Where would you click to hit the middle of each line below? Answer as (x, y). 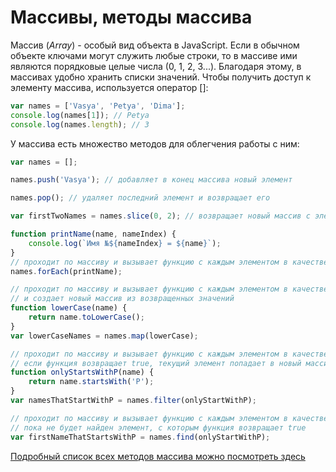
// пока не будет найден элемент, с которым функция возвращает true (158, 427)
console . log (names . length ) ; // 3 (80, 124)
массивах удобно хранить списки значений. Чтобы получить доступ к (161, 77)
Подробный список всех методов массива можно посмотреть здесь (158, 456)
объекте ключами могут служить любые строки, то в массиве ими (154, 55)
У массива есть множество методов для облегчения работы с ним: (155, 143)
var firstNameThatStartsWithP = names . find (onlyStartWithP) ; (140, 437)
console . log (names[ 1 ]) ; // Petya (80, 115)
